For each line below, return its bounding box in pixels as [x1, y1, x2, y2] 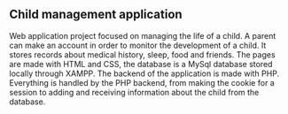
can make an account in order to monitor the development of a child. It [9, 40, 267, 50]
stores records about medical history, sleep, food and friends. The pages [9, 49, 276, 60]
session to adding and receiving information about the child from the [9, 87, 260, 97]
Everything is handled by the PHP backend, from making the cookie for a [9, 77, 275, 87]
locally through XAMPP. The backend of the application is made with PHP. [9, 68, 280, 79]
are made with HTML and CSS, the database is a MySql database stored [9, 58, 273, 69]
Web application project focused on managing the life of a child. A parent [9, 30, 276, 41]
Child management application [9, 7, 183, 22]
